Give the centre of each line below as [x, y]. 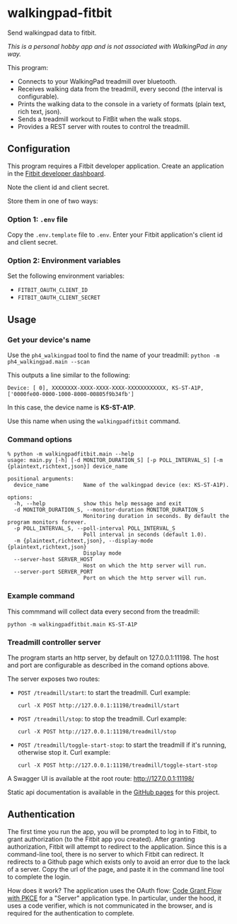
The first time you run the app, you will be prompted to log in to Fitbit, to [112, 831]
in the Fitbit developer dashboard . [57, 173]
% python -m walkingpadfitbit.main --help [71, 454]
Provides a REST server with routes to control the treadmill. [104, 126]
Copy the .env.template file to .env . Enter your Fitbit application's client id [115, 235]
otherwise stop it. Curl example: [64, 752]
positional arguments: [41, 479]
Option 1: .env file [38, 219]
